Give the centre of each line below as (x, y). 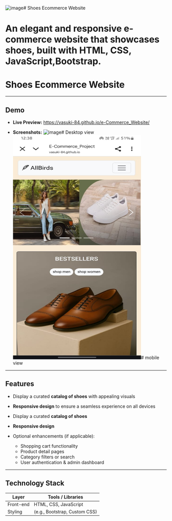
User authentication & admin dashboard (62, 462)
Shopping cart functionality (49, 446)
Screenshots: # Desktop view (53, 132)
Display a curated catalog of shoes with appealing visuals (74, 396)
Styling (15, 512)
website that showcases (106, 40)
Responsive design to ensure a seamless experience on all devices (84, 406)
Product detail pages (42, 451)
